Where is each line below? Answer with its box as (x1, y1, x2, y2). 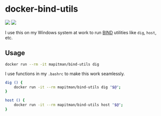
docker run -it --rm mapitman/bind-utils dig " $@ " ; (14, 84, 121, 90)
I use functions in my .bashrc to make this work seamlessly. (5, 71, 125, 77)
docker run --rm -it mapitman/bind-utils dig (5, 62, 99, 67)
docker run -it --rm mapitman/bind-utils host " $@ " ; (14, 102, 123, 108)
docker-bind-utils (5, 3, 79, 15)
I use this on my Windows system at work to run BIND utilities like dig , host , (5, 29, 157, 35)
